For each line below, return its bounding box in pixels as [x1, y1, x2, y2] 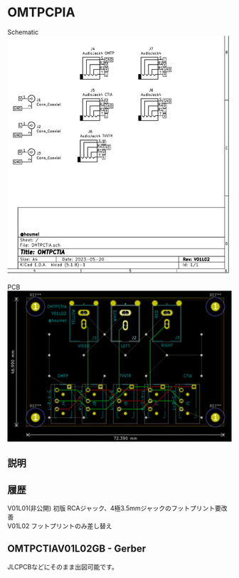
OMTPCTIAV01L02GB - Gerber [7, 542, 147, 555]
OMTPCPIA [7, 4, 76, 21]
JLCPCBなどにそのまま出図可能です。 [7, 562, 119, 571]
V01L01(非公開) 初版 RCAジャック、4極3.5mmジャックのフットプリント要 [7, 504, 222, 513]
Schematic [7, 28, 39, 36]
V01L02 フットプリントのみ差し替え [7, 522, 112, 530]
